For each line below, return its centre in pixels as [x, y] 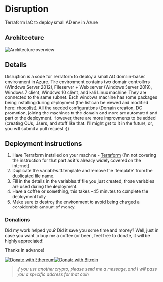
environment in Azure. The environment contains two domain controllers [78, 82]
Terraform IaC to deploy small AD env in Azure [52, 22]
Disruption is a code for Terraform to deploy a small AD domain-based [75, 76]
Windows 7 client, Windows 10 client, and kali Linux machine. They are [76, 92]
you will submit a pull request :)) [37, 128]
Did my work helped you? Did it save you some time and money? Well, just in [82, 230]
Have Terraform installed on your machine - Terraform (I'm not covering [84, 155]
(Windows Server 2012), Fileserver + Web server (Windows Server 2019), [79, 87]
